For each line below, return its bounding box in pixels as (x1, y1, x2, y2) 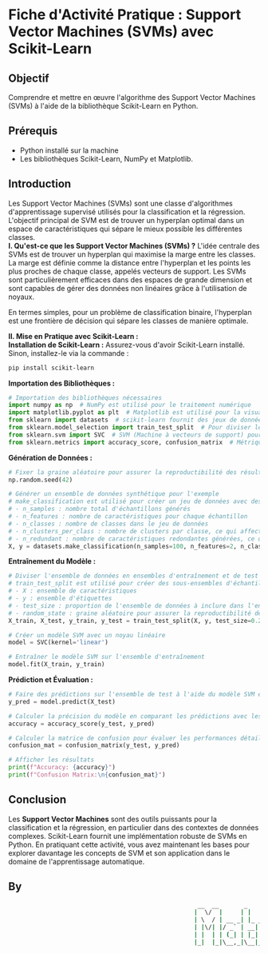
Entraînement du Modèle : (8, 557, 96, 566)
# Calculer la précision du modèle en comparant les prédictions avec (8, 712, 248, 720)
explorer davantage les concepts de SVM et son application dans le (8, 848, 231, 857)
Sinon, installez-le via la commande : (8, 348, 129, 357)
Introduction (8, 178, 72, 191)
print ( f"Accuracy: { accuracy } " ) (8, 764, 116, 772)
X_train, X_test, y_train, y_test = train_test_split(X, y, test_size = (8, 617, 251, 625)
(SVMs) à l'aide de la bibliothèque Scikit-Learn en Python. (8, 102, 199, 110)
